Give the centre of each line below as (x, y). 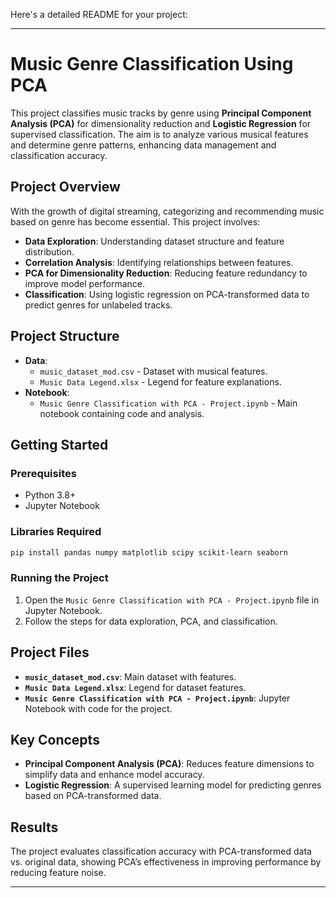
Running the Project (59, 578)
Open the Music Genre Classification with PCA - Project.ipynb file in (172, 600)
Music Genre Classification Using (152, 64)
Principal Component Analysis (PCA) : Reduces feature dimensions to (169, 764)
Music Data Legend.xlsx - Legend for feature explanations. (160, 381)
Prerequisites (43, 473)
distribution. (49, 251)
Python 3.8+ (50, 495)
